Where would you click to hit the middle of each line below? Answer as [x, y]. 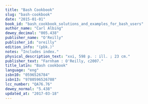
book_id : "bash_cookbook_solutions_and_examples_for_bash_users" [74, 24]
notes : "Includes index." [32, 51]
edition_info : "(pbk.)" [30, 47]
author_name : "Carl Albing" [34, 28]
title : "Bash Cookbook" [30, 10]
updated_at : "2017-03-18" [32, 93]
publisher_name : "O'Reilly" [34, 38]
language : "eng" [22, 70]
